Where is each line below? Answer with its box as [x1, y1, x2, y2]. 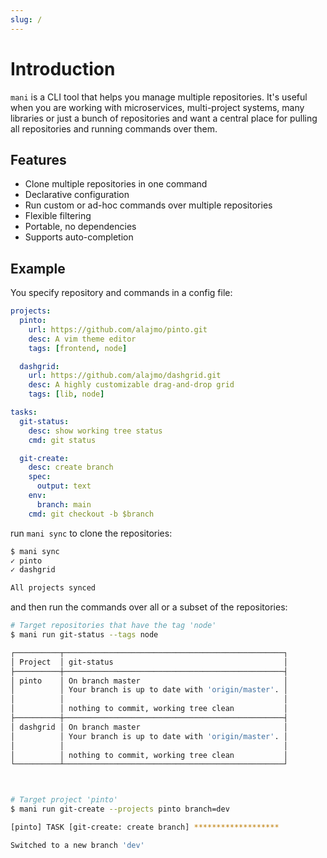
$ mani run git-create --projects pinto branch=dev [10, 804, 230, 815]
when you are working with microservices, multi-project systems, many [10, 101, 305, 113]
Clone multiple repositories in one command [24, 178, 208, 190]
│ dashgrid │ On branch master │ [10, 722, 288, 732]
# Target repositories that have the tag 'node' [10, 621, 217, 631]
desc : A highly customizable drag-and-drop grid [28, 380, 235, 390]
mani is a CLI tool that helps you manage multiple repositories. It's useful [10, 91, 308, 103]
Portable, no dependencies [24, 221, 137, 233]
